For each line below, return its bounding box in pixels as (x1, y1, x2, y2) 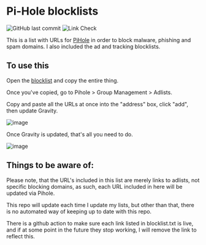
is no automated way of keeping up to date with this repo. (6, 208, 152, 215)
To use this (6, 60, 49, 71)
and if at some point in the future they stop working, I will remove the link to (6, 226, 197, 233)
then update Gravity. (6, 107, 58, 114)
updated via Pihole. (6, 189, 55, 197)
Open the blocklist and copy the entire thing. (6, 76, 119, 84)
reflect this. (6, 232, 36, 240)
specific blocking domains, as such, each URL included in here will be (6, 183, 183, 190)
